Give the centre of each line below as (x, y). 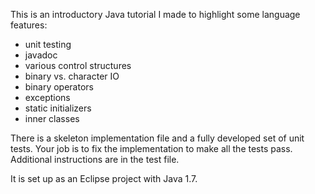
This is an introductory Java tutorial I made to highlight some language (155, 14)
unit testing (48, 44)
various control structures (78, 65)
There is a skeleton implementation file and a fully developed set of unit (157, 138)
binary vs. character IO (72, 76)
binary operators (59, 87)
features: (29, 25)
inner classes (52, 118)
